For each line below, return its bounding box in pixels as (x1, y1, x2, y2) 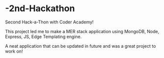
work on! (5, 48, 23, 54)
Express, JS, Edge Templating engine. (5, 34, 82, 39)
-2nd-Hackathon (5, 3, 75, 14)
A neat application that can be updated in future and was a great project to (5, 43, 156, 49)
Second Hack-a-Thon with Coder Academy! (5, 19, 94, 25)
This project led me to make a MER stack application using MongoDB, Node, (5, 28, 160, 34)
